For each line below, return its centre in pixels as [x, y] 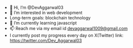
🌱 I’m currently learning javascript [43, 23]
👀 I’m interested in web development [46, 13]
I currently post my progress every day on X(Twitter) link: [66, 35]
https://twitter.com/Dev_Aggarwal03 [46, 40]
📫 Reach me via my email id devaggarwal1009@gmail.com [69, 28]
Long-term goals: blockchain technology [50, 18]
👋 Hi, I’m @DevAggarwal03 [37, 8]
